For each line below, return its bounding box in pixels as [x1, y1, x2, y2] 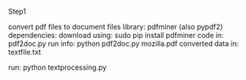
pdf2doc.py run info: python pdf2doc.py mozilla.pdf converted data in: [8, 39, 240, 48]
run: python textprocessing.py [8, 63, 107, 72]
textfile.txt [8, 48, 41, 56]
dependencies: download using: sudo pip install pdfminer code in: [8, 31, 224, 40]
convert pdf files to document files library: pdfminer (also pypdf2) [8, 22, 224, 31]
